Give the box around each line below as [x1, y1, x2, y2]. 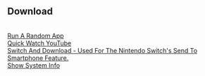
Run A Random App [7, 31, 65, 40]
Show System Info [7, 61, 61, 69]
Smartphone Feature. [7, 54, 69, 62]
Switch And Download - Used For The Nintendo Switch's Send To [7, 46, 198, 54]
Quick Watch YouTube [7, 38, 72, 47]
